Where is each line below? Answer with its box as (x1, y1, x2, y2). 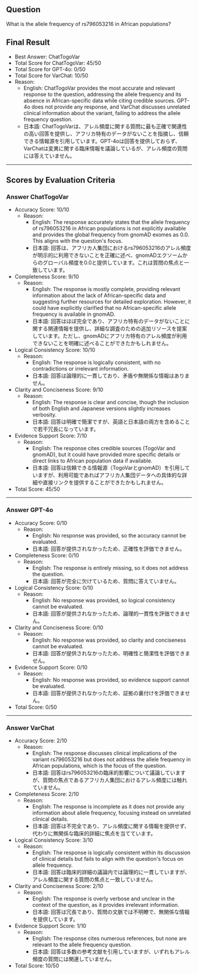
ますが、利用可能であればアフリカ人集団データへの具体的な (37, 471, 182, 479)
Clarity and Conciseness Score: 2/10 (14, 882, 104, 889)
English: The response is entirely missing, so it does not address (32, 564, 189, 571)
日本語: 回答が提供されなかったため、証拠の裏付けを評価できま (32, 689, 185, 696)
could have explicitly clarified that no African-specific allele (32, 305, 177, 312)
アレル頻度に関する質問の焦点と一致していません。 (32, 876, 156, 883)
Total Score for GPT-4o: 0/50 (14, 65, 86, 72)
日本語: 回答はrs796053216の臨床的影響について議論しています (32, 769, 186, 776)
